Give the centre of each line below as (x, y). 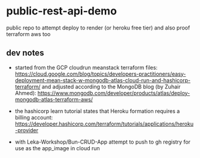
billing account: (34, 117)
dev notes (25, 53)
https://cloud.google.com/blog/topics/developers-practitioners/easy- (100, 74)
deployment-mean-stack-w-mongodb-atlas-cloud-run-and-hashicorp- (102, 80)
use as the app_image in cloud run (57, 148)
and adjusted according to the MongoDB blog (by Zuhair (111, 87)
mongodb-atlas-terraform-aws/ (54, 99)
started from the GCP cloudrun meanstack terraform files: (86, 67)
